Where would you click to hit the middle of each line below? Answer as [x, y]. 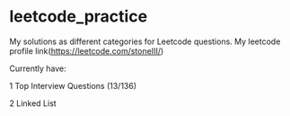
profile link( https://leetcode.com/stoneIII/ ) [87, 50]
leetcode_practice [79, 17]
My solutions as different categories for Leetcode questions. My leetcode [145, 41]
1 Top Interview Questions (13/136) [73, 85]
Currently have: [38, 68]
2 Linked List [33, 103]
